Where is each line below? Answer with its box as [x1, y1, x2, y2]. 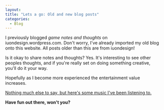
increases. [5, 80, 26, 86]
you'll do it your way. [5, 65, 48, 71]
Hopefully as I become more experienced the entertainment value [5, 75, 141, 81]
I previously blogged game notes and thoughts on [5, 35, 108, 41]
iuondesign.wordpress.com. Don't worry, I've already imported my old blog [5, 40, 160, 46]
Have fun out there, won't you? [5, 100, 71, 106]
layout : [5, 7, 21, 12]
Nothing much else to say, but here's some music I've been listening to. [5, 90, 152, 96]
